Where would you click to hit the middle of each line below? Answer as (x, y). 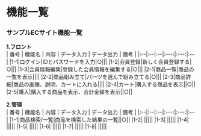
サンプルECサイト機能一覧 (44, 32)
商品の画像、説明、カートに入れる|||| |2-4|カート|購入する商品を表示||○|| (104, 84)
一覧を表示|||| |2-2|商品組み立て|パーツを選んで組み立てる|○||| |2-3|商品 (96, 77)
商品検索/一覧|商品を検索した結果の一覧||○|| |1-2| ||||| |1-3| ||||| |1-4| (104, 120)
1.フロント (19, 47)
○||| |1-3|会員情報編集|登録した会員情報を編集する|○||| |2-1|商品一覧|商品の (100, 69)
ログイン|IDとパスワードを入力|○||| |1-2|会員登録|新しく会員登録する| (106, 62)
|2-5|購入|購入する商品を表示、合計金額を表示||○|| (69, 92)
